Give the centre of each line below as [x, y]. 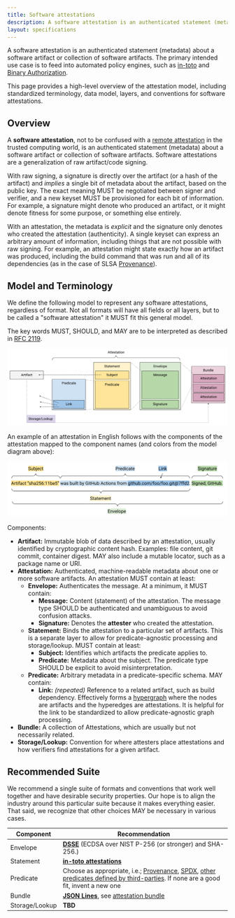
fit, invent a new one [92, 886]
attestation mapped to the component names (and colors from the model [112, 444]
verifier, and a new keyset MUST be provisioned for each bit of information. [116, 198]
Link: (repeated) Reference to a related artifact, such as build [126, 690]
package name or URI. [49, 564]
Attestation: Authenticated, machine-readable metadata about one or [118, 571]
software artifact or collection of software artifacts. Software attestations [112, 155]
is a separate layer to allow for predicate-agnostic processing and [123, 638]
